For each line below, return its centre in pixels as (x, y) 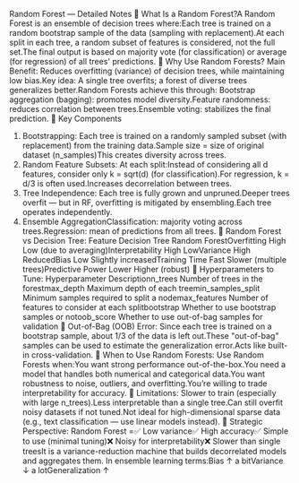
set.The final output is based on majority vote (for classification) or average (148, 52)
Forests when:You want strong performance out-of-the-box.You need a (154, 364)
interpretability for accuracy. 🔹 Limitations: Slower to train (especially (149, 393)
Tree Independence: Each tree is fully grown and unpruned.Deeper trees (156, 193)
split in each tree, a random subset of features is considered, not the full (142, 42)
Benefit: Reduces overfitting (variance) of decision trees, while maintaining (147, 71)
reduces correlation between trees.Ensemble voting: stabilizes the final (140, 109)
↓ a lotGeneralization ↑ (66, 470)
